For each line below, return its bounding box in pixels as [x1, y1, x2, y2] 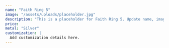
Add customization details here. [10, 35, 80, 40]
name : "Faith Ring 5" [5, 7, 51, 12]
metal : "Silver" [5, 26, 39, 31]
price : [5, 21, 19, 26]
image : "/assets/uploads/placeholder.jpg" [5, 12, 96, 17]
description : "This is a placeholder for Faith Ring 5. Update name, [5, 16, 154, 21]
